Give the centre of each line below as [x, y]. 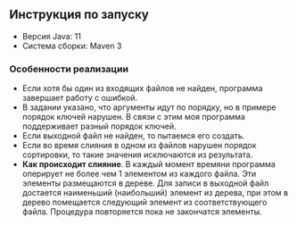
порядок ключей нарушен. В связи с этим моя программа [133, 117]
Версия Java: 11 [52, 36]
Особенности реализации [69, 69]
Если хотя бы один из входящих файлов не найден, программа [142, 88]
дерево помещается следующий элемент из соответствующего [144, 202]
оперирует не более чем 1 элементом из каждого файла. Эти [139, 174]
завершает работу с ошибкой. [80, 98]
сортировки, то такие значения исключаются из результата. [137, 155]
